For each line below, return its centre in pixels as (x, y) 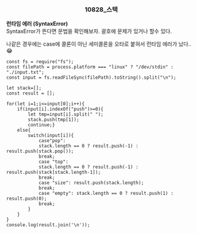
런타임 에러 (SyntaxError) (37, 24)
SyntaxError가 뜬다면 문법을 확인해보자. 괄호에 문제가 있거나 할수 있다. (89, 31)
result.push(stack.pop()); (40, 152)
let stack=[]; (24, 88)
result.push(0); (27, 199)
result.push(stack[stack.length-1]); (54, 173)
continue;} (42, 125)
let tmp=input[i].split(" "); (66, 115)
